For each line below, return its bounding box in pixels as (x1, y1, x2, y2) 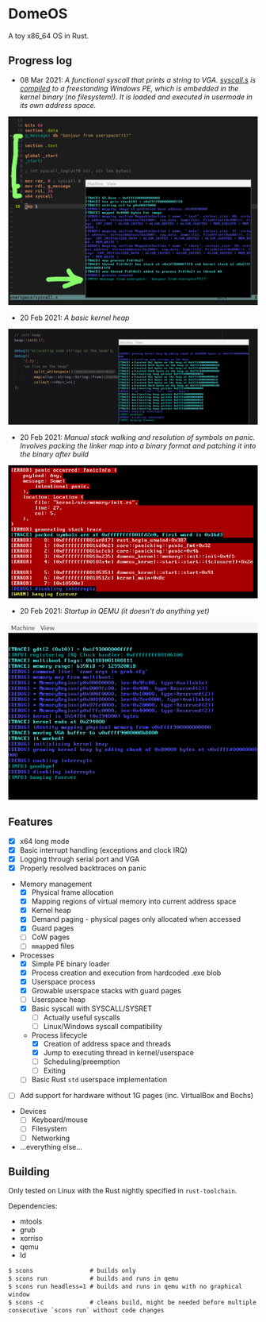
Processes (19, 950, 55, 960)
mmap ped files (31, 942, 74, 951)
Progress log (8, 54, 73, 67)
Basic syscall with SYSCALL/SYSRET (31, 1004, 153, 1013)
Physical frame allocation (31, 888, 114, 897)
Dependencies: (8, 1201, 58, 1211)
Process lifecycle (31, 1031, 88, 1040)
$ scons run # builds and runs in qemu (8, 1275, 179, 1283)
